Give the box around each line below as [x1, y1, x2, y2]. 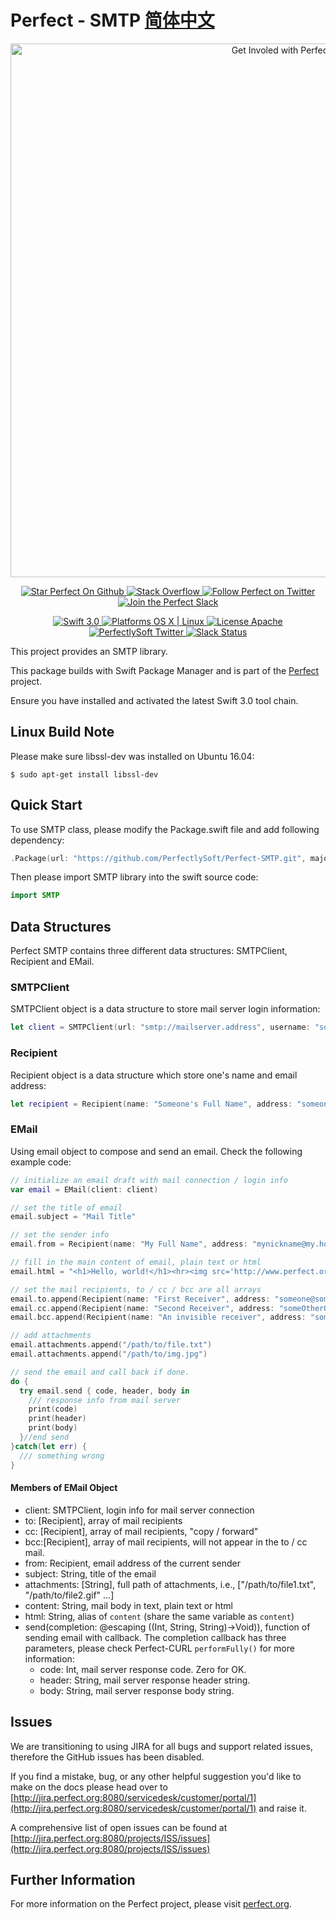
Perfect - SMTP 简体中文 [10, 9, 215, 32]
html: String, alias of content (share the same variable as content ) [24, 1610, 295, 1622]
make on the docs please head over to [10, 1781, 168, 1793]
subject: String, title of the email [24, 1567, 157, 1580]
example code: [10, 1156, 72, 1168]
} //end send [19, 1432, 70, 1443]
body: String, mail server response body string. [39, 1684, 235, 1696]
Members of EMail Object [10, 1482, 118, 1494]
